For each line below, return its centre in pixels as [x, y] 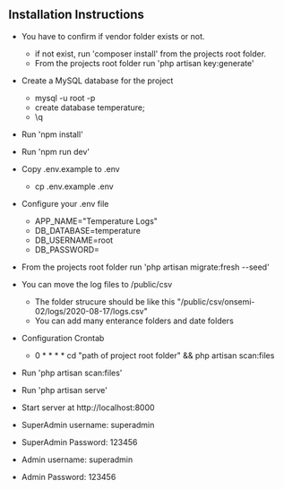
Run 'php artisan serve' [65, 390]
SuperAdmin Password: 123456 [79, 442]
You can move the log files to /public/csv [97, 284]
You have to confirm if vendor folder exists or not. [113, 36]
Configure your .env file [65, 203]
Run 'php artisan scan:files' [72, 373]
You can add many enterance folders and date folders [134, 321]
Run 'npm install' [52, 134]
